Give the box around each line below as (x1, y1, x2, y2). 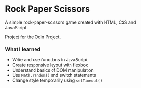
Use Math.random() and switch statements (12, 73, 96, 78)
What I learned (5, 46, 40, 53)
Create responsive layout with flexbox (12, 62, 88, 68)
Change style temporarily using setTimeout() (12, 77, 103, 83)
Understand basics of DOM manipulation (12, 67, 94, 73)
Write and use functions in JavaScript (12, 57, 88, 63)
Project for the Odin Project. (5, 34, 61, 40)
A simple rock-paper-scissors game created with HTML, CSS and (5, 19, 136, 25)
